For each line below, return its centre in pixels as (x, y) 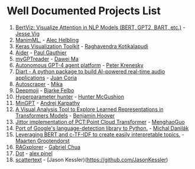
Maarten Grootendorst (42, 141)
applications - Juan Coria (46, 78)
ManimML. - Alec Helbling (47, 40)
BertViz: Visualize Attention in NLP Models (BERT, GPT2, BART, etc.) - (100, 27)
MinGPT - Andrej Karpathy (48, 103)
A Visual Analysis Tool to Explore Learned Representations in (90, 109)
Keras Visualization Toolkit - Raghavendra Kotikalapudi (82, 46)
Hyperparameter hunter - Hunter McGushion (70, 97)
